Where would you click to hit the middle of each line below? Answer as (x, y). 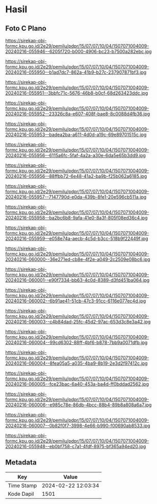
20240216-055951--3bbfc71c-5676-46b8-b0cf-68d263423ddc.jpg (77, 93)
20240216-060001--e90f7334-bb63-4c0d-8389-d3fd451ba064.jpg (77, 280)
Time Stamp (23, 486)
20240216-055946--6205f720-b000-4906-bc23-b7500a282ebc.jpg (78, 51)
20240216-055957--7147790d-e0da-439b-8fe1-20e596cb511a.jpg (76, 197)
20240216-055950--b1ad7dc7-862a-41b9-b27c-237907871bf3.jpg (76, 72)
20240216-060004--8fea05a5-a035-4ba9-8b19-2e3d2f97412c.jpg (76, 363)
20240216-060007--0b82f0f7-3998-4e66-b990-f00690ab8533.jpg (78, 425)
